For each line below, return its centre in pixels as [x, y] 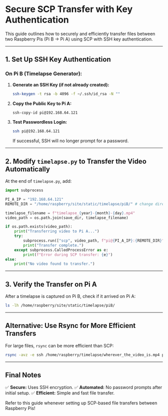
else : [11, 259]
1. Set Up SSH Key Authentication [58, 59]
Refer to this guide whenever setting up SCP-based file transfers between [81, 403]
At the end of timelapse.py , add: [38, 181]
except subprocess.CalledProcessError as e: [61, 250]
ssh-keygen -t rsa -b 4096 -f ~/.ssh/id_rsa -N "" [66, 94]
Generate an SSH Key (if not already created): [61, 85]
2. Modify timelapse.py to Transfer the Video [76, 161]
